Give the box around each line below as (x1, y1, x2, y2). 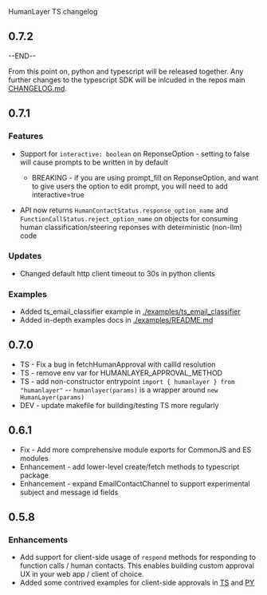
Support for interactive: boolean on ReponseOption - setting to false (19, 149, 250, 158)
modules (19, 453, 49, 462)
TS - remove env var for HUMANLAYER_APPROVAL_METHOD (19, 367, 223, 378)
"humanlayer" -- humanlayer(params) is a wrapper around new (19, 385, 218, 395)
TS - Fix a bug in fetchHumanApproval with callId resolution (19, 359, 216, 369)
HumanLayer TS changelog (8, 7, 98, 16)
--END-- (8, 51, 36, 61)
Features (8, 131, 44, 142)
